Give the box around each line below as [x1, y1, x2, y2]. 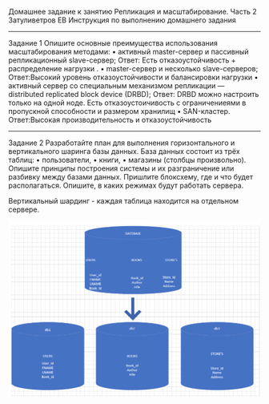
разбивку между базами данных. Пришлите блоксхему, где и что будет [8, 172, 254, 181]
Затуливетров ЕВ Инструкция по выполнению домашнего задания [8, 15, 236, 25]
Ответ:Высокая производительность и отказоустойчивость [8, 115, 212, 124]
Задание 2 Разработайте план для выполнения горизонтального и [8, 138, 235, 147]
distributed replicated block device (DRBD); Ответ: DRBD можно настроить [8, 90, 259, 99]
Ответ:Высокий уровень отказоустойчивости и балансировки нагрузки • [8, 72, 259, 82]
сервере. [8, 204, 40, 214]
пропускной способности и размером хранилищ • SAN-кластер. [8, 107, 231, 115]
